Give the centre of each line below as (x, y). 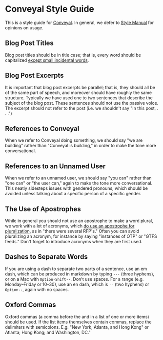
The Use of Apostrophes (43, 209)
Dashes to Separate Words (46, 257)
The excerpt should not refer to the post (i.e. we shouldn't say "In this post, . (82, 108)
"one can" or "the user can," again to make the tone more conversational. (79, 183)
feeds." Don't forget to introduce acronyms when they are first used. (74, 241)
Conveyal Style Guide (50, 9)
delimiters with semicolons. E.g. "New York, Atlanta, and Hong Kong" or (77, 327)
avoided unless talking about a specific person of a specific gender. (73, 194)
